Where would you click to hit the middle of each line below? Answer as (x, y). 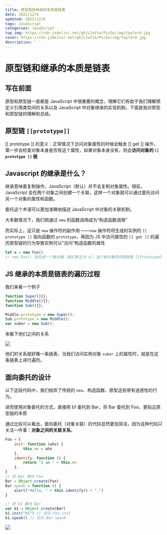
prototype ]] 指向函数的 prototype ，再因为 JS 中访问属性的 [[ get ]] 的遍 (82, 237)
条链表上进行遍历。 (25, 360)
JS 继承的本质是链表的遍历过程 (53, 274)
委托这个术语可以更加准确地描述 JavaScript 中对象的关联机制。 (70, 209)
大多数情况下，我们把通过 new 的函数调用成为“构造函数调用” (66, 220)
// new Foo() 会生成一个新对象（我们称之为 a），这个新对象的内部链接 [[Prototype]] (85, 257)
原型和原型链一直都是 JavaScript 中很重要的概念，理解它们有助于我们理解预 (83, 101)
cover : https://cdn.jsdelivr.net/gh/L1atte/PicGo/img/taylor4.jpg (76, 38)
